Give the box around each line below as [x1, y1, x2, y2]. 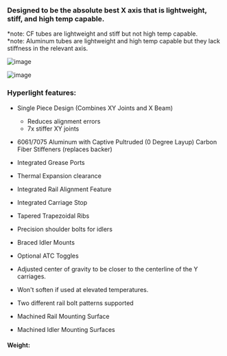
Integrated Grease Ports [16, 158, 85, 166]
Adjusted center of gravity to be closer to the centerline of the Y [16, 265, 198, 273]
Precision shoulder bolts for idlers [16, 225, 113, 233]
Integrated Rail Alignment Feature [16, 185, 112, 193]
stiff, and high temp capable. [7, 14, 105, 23]
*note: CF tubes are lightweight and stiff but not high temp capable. [7, 30, 198, 38]
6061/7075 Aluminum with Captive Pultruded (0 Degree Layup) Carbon [16, 137, 217, 146]
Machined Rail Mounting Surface [16, 312, 110, 320]
